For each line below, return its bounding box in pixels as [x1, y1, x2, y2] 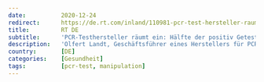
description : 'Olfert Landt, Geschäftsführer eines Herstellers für [8, 41, 244, 48]
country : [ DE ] [8, 48, 76, 55]
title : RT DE [8, 26, 79, 34]
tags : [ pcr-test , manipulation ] [8, 62, 146, 70]
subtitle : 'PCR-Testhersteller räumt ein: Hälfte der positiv [8, 33, 234, 41]
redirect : [8, 19, 41, 27]
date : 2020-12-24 [8, 11, 97, 20]
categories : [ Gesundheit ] [8, 55, 104, 63]
